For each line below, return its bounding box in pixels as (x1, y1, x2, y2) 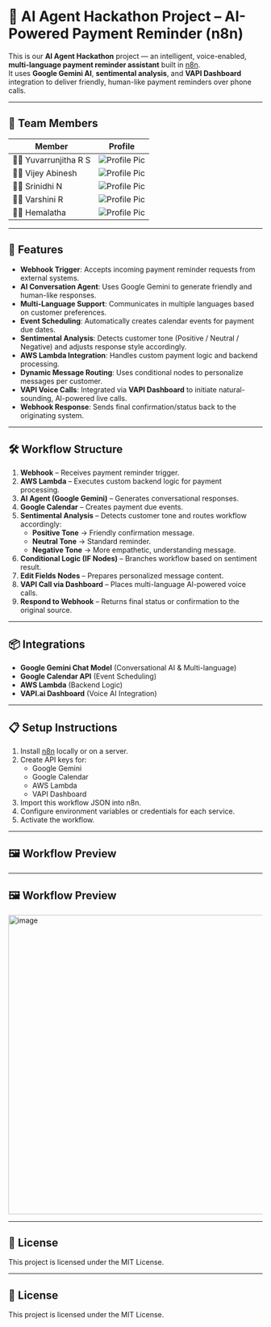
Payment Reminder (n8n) (72, 24, 244, 43)
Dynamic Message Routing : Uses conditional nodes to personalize (19, 367, 244, 377)
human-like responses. (19, 290, 97, 300)
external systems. (19, 273, 80, 282)
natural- (219, 384, 246, 395)
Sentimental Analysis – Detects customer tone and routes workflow (19, 511, 248, 521)
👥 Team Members (8, 116, 98, 130)
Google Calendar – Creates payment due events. (19, 502, 184, 512)
